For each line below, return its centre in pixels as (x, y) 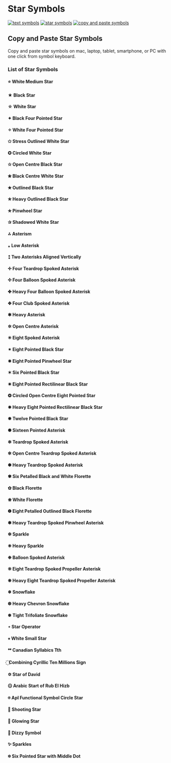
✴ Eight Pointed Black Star (36, 349)
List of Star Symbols (33, 69)
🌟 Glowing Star (23, 721)
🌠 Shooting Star (24, 709)
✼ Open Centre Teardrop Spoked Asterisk (52, 453)
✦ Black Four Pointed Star (35, 118)
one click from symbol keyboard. (42, 56)
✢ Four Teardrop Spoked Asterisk (44, 268)
